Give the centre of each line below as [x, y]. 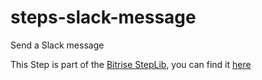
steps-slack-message [103, 17]
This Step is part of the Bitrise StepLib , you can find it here [131, 64]
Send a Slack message [57, 45]
